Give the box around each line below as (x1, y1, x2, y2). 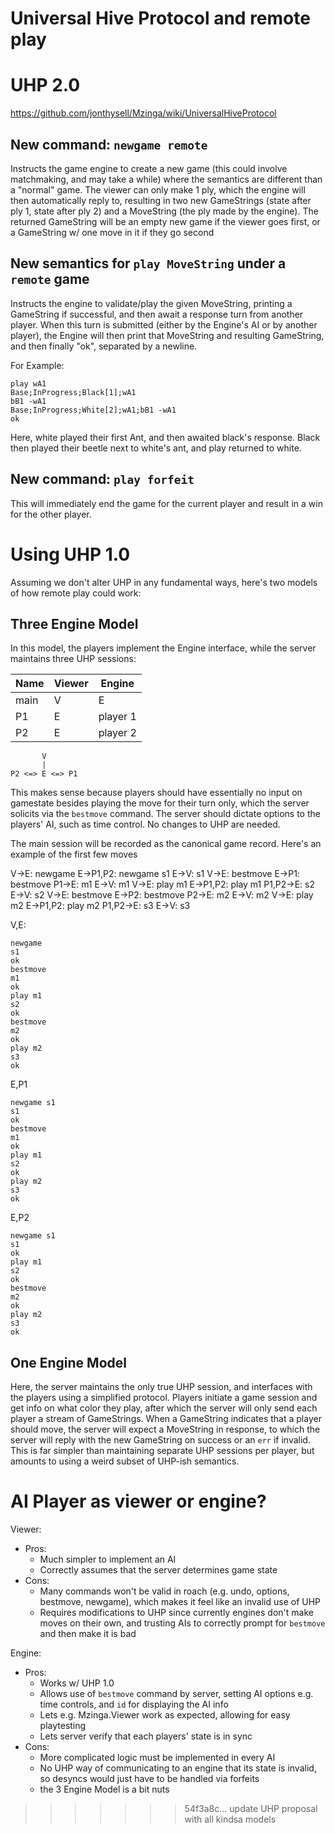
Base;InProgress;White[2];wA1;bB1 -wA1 (10, 405, 177, 415)
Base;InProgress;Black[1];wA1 (10, 387, 137, 397)
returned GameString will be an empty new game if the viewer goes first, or (10, 215, 321, 227)
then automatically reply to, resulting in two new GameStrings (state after (10, 194, 312, 206)
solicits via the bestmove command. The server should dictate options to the (10, 808, 321, 820)
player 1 (98, 710, 137, 724)
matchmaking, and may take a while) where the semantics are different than (10, 173, 323, 185)
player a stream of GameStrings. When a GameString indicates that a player (10, 1413, 322, 1425)
